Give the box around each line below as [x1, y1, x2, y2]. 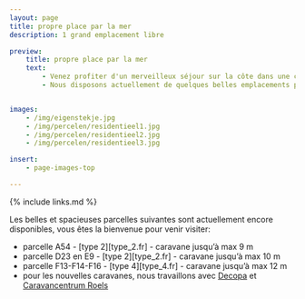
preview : [9, 46, 43, 55]
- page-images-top [25, 164, 95, 173]
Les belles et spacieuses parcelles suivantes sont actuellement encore [9, 214, 274, 224]
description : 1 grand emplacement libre [9, 30, 165, 39]
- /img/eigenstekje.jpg [25, 113, 116, 123]
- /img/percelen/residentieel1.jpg [25, 122, 161, 131]
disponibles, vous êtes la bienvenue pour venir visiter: [9, 224, 211, 234]
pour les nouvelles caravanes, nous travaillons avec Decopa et [22, 270, 257, 281]
